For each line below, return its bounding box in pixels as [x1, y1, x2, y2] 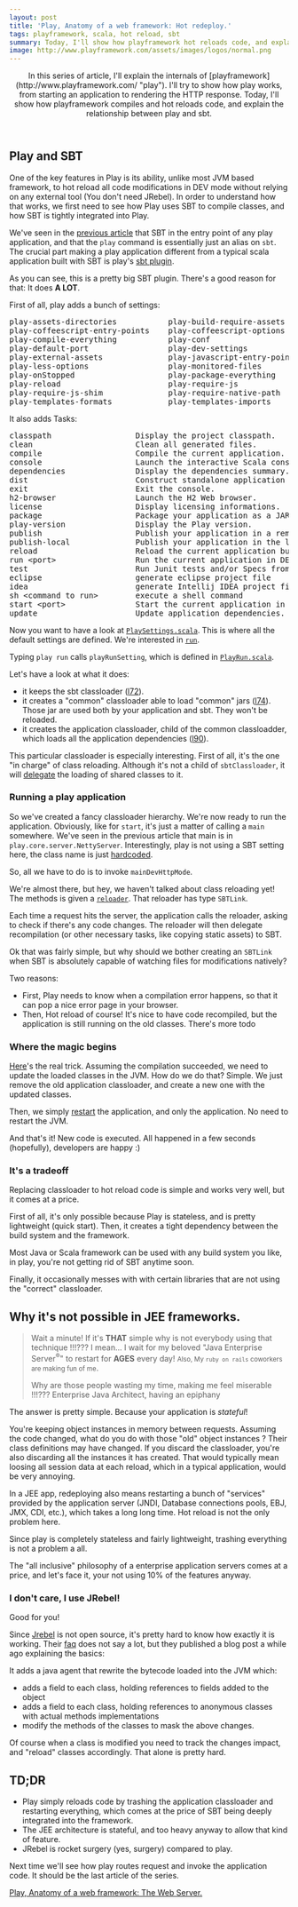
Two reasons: [9, 973, 59, 983]
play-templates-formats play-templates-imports [9, 396, 272, 407]
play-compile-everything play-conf [9, 334, 211, 345]
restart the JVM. [9, 1116, 69, 1126]
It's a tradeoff [9, 1164, 69, 1177]
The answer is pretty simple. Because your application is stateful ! [9, 1406, 248, 1417]
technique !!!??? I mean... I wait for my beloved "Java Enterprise [30, 1342, 263, 1353]
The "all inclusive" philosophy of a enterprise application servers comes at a [9, 1560, 288, 1570]
